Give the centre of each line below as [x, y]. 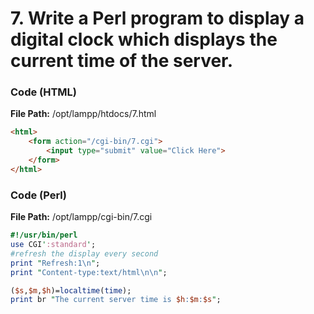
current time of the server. [122, 61]
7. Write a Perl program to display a [157, 18]
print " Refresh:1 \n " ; [55, 263]
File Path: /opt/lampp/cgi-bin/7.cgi [81, 217]
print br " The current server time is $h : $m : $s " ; [116, 300]
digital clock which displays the [144, 39]
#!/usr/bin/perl [44, 235]
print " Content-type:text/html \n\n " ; [89, 272]
